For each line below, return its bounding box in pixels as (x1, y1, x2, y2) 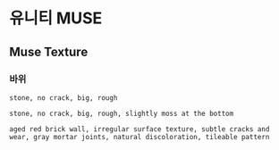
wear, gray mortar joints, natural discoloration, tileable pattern (9, 132, 270, 141)
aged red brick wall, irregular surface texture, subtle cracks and (9, 124, 270, 134)
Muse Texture (9, 44, 89, 59)
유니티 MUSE (9, 8, 103, 29)
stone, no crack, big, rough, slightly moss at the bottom (9, 109, 234, 118)
